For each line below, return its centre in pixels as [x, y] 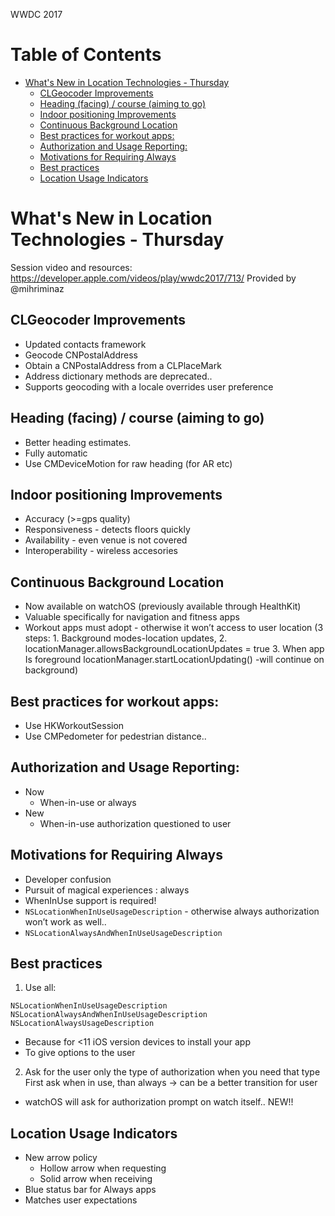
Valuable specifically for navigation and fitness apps [132, 617]
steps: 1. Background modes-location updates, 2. [126, 638]
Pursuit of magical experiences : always [107, 890]
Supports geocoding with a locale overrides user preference [149, 386]
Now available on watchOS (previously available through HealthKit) [163, 606]
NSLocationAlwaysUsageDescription [82, 1024]
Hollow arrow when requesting [103, 1168]
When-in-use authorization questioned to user [135, 823]
